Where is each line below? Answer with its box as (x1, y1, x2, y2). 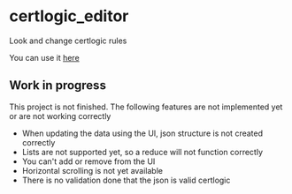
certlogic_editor (9, 6, 129, 26)
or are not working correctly (9, 110, 111, 121)
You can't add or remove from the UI (21, 156, 156, 167)
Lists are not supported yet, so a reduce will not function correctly (21, 146, 264, 157)
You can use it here (9, 52, 80, 63)
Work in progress (9, 78, 106, 93)
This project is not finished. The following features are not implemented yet (9, 101, 283, 112)
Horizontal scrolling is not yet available (21, 165, 164, 175)
